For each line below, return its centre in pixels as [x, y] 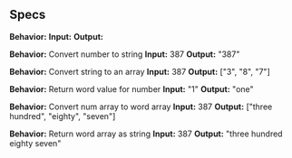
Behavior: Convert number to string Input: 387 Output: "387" [125, 54]
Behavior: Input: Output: [57, 36]
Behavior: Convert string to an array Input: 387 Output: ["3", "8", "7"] [140, 71]
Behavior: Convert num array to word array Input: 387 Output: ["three [141, 107]
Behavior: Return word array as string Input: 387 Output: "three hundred [146, 134]
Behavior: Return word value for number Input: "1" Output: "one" [131, 88]
